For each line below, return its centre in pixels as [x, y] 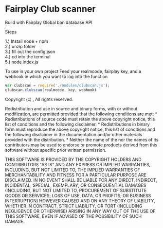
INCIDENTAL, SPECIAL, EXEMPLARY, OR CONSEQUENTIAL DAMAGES [76, 185]
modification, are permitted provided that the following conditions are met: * [81, 114]
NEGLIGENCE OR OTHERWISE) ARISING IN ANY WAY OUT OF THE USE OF [80, 211]
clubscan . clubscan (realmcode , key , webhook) [51, 90]
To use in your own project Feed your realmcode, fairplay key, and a [73, 71]
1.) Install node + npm [27, 41]
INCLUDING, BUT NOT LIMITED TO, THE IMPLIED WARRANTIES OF [72, 170]
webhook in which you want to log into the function [56, 76]
